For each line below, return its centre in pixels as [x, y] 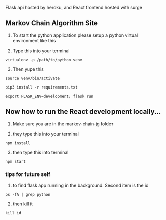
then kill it [22, 204]
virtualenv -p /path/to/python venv [44, 60]
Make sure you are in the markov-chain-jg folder [63, 124]
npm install [18, 143]
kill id [13, 213]
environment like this [34, 40]
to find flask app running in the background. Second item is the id [80, 185]
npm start [16, 161]
